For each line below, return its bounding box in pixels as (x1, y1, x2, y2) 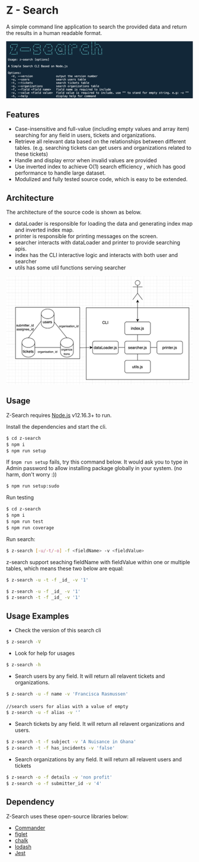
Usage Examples (6, 611, 69, 621)
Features (6, 110, 40, 120)
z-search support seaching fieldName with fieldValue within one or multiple (6, 558, 191, 565)
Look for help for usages (14, 649, 75, 657)
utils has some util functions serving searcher (14, 264, 126, 271)
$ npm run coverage (6, 525, 54, 530)
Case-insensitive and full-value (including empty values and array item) (14, 126, 190, 133)
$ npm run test (6, 519, 44, 525)
